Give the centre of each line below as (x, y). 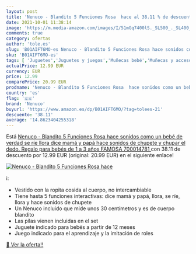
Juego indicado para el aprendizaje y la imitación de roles (84, 234)
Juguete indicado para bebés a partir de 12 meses (75, 227)
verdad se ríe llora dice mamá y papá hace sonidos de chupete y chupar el (96, 143)
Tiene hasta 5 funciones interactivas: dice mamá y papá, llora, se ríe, (97, 196)
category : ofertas (28, 39)
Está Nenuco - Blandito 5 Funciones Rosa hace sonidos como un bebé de (94, 137)
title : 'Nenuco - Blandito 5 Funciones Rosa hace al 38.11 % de (87, 17)
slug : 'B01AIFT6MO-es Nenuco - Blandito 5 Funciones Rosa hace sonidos (95, 50)
